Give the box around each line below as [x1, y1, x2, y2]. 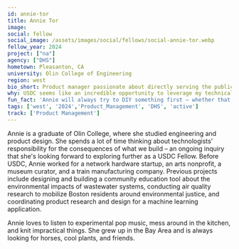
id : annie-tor [7, 10, 50, 18]
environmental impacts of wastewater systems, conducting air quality [7, 182, 211, 191]
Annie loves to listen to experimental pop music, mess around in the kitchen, [7, 218, 231, 227]
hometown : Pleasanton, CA [7, 63, 84, 70]
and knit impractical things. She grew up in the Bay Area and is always [7, 226, 213, 235]
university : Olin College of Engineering [7, 70, 132, 77]
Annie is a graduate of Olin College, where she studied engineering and [7, 129, 217, 137]
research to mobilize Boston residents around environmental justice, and [7, 189, 220, 198]
